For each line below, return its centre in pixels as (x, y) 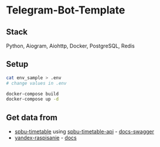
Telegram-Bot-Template (66, 10)
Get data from (32, 117)
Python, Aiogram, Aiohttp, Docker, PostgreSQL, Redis (70, 46)
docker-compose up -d (33, 99)
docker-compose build (33, 94)
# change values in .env (36, 83)
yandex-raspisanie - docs (46, 138)
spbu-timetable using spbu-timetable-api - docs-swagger (84, 132)
